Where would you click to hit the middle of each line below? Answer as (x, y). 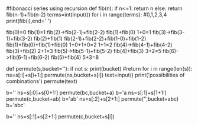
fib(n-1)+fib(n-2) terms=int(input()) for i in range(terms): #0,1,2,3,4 (87, 14)
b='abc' (16, 105)
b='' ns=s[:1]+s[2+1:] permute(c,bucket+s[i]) (61, 117)
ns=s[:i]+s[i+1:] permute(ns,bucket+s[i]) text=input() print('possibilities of (95, 75)
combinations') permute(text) (42, 81)
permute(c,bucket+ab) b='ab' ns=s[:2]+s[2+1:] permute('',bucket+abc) (92, 99)
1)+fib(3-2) (19, 39)
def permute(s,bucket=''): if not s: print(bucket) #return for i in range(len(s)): (99, 69)
